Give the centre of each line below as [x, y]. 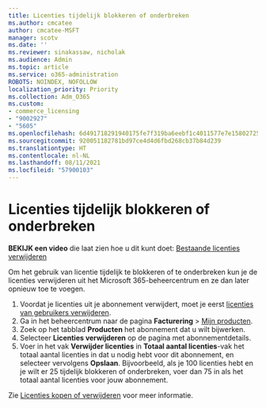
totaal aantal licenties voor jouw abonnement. [94, 379]
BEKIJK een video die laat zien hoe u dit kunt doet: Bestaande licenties [124, 248]
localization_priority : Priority [63, 89]
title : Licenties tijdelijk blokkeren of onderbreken [99, 15]
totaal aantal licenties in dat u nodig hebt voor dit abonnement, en [127, 354]
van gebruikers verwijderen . [65, 312]
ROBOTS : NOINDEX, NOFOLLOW [53, 82]
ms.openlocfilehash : [42, 133]
